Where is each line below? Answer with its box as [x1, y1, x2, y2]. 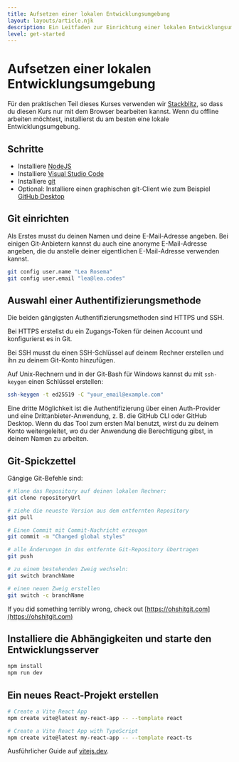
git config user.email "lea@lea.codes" [7, 275, 126, 282]
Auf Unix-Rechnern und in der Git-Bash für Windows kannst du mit [7, 370, 203, 378]
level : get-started [7, 30, 65, 38]
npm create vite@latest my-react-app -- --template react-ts [7, 734, 193, 741]
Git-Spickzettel [7, 455, 76, 467]
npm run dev [7, 669, 43, 677]
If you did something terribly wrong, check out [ [7, 605, 147, 613]
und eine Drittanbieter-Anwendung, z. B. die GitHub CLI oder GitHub [7, 412, 208, 420]
